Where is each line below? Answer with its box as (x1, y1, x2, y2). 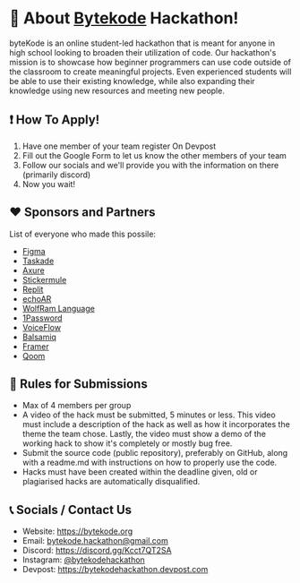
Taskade (21, 255, 55, 266)
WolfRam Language (21, 303, 96, 313)
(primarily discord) (21, 169, 91, 180)
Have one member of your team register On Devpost (21, 141, 217, 151)
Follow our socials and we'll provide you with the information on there (21, 159, 279, 170)
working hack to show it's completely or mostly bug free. (21, 438, 233, 449)
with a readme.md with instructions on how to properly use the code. (21, 457, 278, 468)
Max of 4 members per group (21, 400, 132, 411)
